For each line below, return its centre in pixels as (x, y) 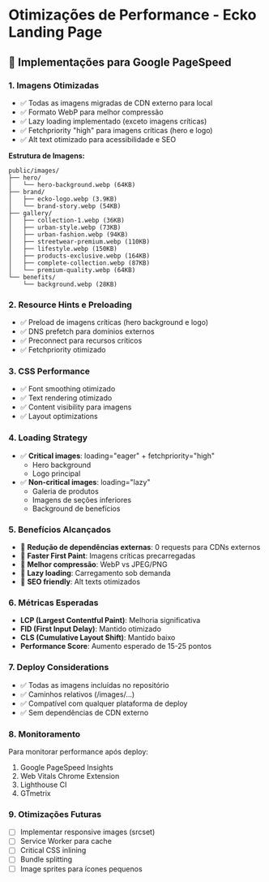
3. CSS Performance (49, 371)
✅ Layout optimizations (59, 417)
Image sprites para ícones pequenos (81, 869)
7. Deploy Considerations (59, 668)
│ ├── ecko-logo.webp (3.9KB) (63, 199)
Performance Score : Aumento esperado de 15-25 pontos (116, 646)
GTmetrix (35, 793)
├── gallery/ (30, 213)
